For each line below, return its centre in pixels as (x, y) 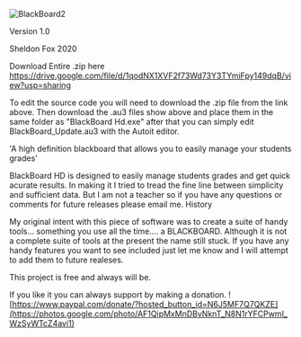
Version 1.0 (30, 31)
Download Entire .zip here (57, 66)
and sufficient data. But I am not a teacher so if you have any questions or (146, 195)
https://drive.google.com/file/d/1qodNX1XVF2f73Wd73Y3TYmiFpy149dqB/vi (150, 75)
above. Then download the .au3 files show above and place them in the (142, 112)
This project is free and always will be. (80, 277)
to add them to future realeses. (66, 260)
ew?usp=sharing (40, 85)
